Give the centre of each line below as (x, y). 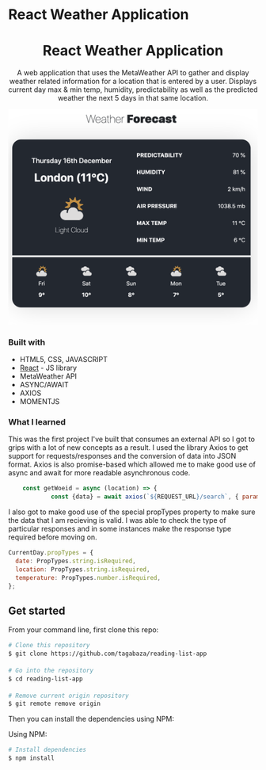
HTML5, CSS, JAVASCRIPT (64, 360)
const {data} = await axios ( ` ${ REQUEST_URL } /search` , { (144, 497)
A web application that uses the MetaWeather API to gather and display (133, 73)
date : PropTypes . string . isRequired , (76, 561)
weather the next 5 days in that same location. (133, 98)
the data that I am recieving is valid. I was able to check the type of (118, 520)
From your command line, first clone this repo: (84, 630)
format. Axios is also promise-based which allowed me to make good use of (132, 464)
